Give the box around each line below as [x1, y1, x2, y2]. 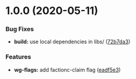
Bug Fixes [5, 25, 34, 33]
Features [5, 53, 32, 61]
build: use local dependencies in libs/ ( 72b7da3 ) [13, 38, 131, 45]
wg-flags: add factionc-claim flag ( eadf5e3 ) [13, 66, 121, 73]
